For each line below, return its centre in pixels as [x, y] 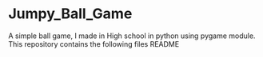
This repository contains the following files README [94, 44]
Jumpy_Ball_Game [70, 14]
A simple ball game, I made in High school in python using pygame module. [132, 36]
